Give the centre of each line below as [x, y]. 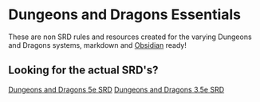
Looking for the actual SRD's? [83, 71]
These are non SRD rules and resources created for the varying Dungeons [130, 37]
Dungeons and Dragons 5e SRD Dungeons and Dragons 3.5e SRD [116, 89]
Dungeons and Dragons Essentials [125, 15]
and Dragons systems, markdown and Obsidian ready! [98, 45]
